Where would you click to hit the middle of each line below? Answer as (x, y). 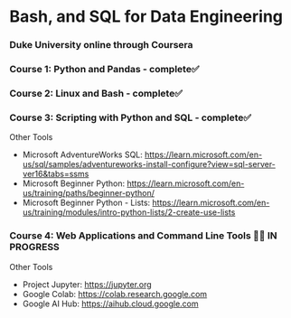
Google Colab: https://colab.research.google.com (115, 294)
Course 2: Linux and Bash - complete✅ (96, 93)
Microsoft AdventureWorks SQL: (82, 154)
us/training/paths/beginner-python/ (89, 193)
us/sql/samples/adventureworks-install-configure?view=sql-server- (149, 164)
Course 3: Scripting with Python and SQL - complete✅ (131, 117)
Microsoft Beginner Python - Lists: (86, 203)
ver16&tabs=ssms (56, 174)
